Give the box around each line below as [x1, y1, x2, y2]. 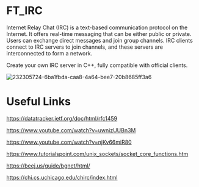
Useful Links [6, 95, 71, 108]
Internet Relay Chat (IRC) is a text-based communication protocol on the [6, 24, 188, 31]
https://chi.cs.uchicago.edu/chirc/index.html [6, 174, 118, 181]
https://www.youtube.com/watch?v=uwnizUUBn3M [6, 126, 136, 134]
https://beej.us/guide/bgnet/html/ [6, 162, 90, 169]
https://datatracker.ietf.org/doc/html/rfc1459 [6, 115, 118, 122]
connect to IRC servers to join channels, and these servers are [6, 43, 164, 51]
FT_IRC [6, 4, 43, 18]
